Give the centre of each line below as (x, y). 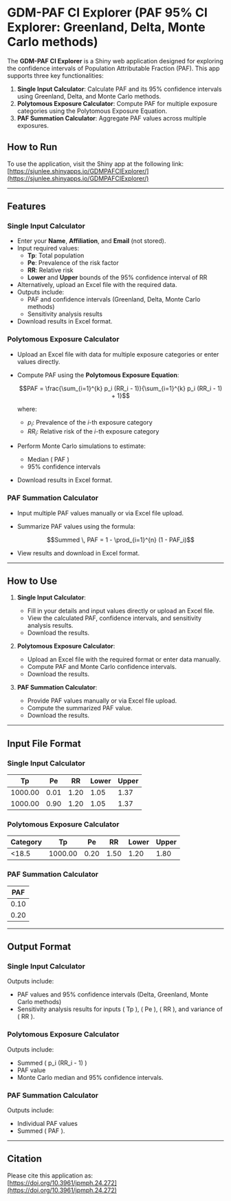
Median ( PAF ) (48, 460)
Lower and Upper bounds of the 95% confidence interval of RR (117, 277)
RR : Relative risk (50, 270)
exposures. (33, 125)
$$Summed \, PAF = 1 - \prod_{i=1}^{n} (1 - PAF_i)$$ (121, 540)
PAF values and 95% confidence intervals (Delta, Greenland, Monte (112, 995)
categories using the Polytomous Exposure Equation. (92, 111)
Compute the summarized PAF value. (80, 708)
